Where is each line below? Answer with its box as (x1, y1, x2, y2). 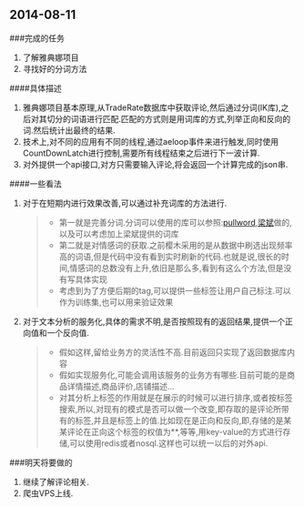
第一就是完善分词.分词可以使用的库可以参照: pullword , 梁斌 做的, (58, 217, 293, 228)
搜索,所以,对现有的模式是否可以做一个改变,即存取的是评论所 (58, 403, 282, 414)
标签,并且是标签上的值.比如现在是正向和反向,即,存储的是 (75, 414, 284, 426)
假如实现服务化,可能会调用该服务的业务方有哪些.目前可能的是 (58, 369, 288, 380)
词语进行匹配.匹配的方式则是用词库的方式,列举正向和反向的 (70, 113, 291, 124)
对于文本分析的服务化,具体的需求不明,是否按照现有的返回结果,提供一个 (22, 316, 285, 327)
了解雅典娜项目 (22, 52, 79, 63)
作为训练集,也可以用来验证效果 (58, 296, 174, 308)
